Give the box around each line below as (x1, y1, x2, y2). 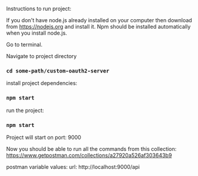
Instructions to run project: (6, 5, 72, 12)
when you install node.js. (6, 29, 67, 37)
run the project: (6, 107, 44, 114)
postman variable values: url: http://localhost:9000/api (6, 163, 140, 170)
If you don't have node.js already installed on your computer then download (6, 17, 193, 23)
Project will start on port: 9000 (6, 133, 82, 141)
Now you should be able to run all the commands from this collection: (6, 145, 177, 152)
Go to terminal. (6, 41, 43, 48)
